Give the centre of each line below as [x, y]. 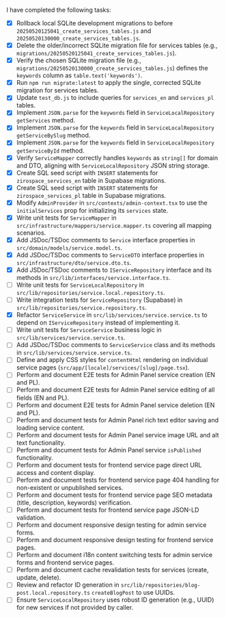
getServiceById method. [50, 151]
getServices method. [46, 120]
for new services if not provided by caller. [75, 608]
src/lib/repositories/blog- [161, 585]
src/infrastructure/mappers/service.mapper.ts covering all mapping [114, 225]
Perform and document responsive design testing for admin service [111, 525]
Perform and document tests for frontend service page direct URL [109, 465]
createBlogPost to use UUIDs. [133, 593]
